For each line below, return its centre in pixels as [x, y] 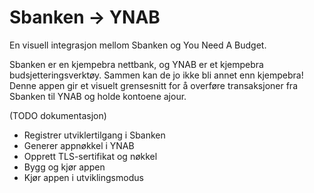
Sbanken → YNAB [85, 17]
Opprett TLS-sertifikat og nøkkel [90, 156]
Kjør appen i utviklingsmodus [83, 177]
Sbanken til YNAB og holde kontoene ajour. [98, 96]
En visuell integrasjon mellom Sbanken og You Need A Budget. [138, 45]
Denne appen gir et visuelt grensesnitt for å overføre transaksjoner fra [154, 85]
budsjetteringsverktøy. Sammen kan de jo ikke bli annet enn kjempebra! [156, 75]
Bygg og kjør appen [64, 167]
